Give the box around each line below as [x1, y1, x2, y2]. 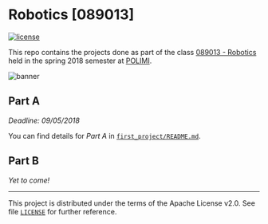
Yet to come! [8, 175, 50, 185]
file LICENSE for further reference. [8, 206, 117, 216]
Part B [8, 154, 40, 168]
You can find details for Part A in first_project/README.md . [8, 131, 201, 140]
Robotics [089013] [8, 6, 135, 24]
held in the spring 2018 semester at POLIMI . [8, 56, 152, 65]
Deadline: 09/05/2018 [8, 116, 80, 125]
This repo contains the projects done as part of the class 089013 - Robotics [8, 47, 257, 57]
